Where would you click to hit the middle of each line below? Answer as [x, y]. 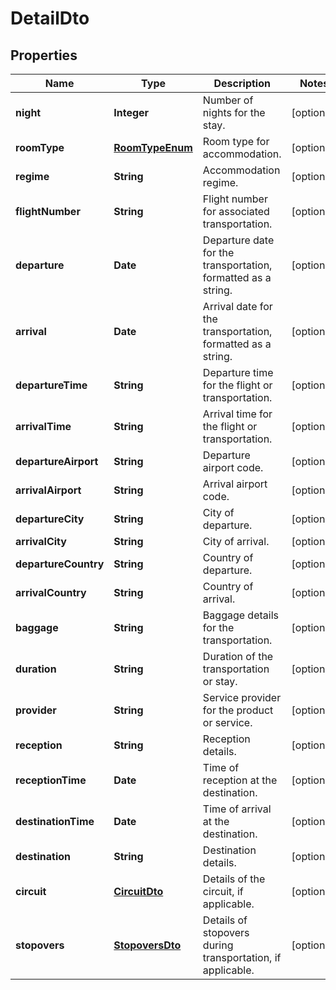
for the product [238, 710]
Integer [131, 112]
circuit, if [223, 891]
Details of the [234, 879]
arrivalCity [41, 541]
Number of [228, 100]
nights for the [234, 112]
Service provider [242, 697]
